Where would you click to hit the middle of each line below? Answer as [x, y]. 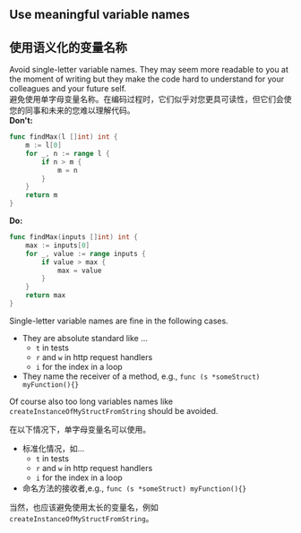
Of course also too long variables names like [91, 401]
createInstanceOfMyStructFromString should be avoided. [114, 410]
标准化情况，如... [53, 448]
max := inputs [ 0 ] [58, 245]
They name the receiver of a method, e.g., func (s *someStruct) [141, 376]
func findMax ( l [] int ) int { [64, 137]
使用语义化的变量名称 [68, 47]
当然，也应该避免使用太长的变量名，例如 [84, 507]
